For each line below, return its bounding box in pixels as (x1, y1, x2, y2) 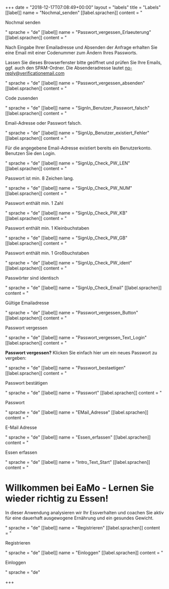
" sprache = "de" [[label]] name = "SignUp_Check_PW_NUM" (5, 185, 132, 191)
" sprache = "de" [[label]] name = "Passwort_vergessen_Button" (5, 310, 138, 315)
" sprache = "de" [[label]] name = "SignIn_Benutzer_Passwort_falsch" (5, 105, 150, 111)
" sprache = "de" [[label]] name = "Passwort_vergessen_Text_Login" (5, 335, 147, 340)
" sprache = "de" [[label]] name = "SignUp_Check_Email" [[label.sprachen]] (5, 285, 162, 291)
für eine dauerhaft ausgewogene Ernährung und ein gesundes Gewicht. (5, 515, 154, 521)
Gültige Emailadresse (5, 300, 49, 306)
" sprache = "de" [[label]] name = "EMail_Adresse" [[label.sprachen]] (5, 409, 148, 415)
